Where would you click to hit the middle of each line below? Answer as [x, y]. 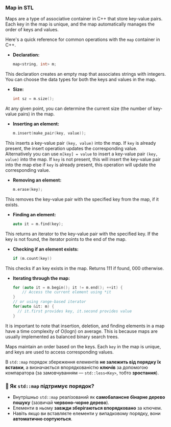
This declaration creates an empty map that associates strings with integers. [86, 74]
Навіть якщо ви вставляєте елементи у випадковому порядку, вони [87, 413]
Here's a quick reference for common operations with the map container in [83, 39]
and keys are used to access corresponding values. [59, 352]
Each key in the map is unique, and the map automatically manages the [80, 24]
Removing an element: [37, 180]
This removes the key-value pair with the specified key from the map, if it [82, 199]
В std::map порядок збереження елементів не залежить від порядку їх [83, 362]
